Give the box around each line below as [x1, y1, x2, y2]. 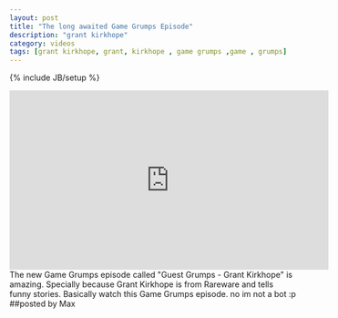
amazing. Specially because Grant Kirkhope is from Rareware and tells [9, 279, 274, 290]
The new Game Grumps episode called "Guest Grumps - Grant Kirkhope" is [9, 270, 293, 281]
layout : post [9, 13, 59, 23]
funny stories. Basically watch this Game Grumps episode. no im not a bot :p [9, 289, 296, 300]
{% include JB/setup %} [9, 72, 100, 83]
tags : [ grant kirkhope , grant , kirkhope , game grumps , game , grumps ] [9, 47, 287, 56]
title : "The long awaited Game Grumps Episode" [9, 22, 194, 31]
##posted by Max [9, 298, 76, 310]
